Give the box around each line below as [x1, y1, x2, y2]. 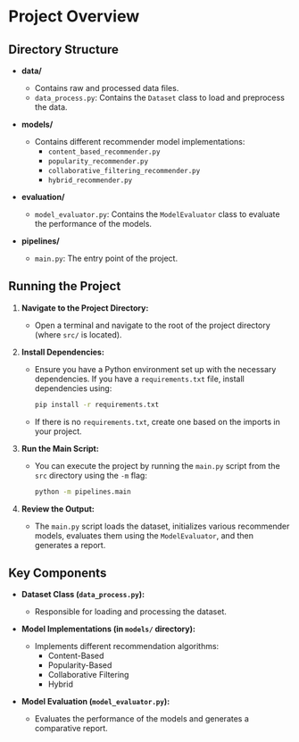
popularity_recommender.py [47, 157, 149, 166]
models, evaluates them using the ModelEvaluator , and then [34, 529, 253, 541]
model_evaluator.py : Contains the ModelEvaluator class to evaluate [34, 209, 280, 220]
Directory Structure [8, 42, 120, 57]
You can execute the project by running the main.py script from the [34, 460, 280, 471]
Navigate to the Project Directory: [21, 302, 149, 313]
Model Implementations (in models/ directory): [21, 623, 195, 635]
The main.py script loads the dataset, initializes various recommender [34, 521, 290, 531]
